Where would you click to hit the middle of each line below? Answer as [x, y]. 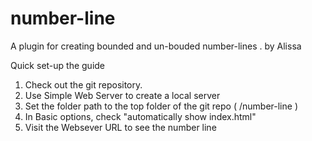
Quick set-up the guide [58, 65]
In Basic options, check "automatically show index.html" [140, 116]
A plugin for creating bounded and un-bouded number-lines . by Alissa [156, 46]
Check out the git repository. [83, 84]
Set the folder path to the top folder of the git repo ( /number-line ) [161, 106]
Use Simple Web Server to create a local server [122, 95]
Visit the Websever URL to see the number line [120, 127]
